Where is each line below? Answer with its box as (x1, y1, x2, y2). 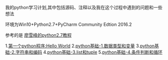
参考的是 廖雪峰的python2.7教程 (5, 32, 72, 38)
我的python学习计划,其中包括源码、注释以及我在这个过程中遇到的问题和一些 (5, 5, 162, 10)
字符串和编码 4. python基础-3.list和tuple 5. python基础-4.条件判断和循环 (15, 49, 163, 55)
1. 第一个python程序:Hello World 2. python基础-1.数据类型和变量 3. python (5, 43, 155, 49)
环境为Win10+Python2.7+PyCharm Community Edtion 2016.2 (5, 22, 132, 27)
